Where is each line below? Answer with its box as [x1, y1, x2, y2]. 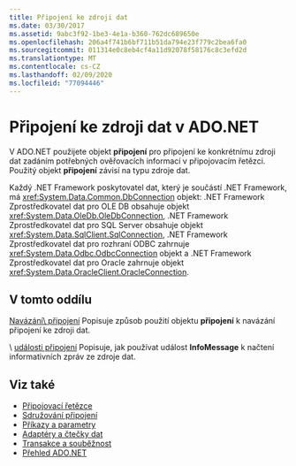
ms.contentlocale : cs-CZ [9, 63, 101, 72]
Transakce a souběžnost [21, 439, 112, 449]
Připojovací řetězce [21, 401, 93, 411]
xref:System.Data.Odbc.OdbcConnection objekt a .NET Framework [9, 248, 252, 258]
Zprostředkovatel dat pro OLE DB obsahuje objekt [9, 201, 190, 211]
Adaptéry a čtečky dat [21, 429, 103, 439]
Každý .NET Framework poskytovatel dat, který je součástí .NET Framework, [9, 182, 287, 193]
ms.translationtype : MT [9, 54, 97, 63]
